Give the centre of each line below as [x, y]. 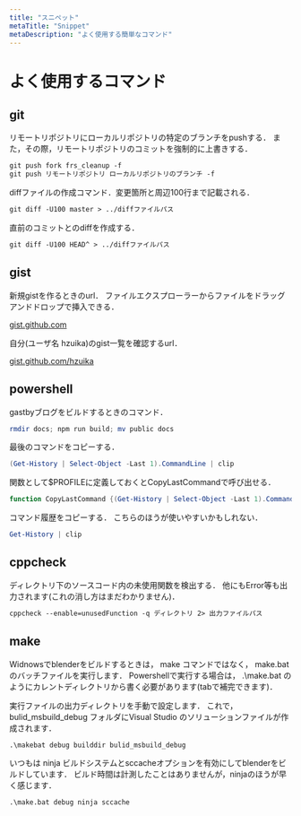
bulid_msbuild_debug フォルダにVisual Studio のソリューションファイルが [145, 716]
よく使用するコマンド [88, 81]
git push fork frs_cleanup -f [66, 166]
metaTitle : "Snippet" [50, 26]
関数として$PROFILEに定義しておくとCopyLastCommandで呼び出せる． [142, 482]
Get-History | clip [46, 534]
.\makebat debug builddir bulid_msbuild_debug [98, 745]
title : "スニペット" [44, 17]
